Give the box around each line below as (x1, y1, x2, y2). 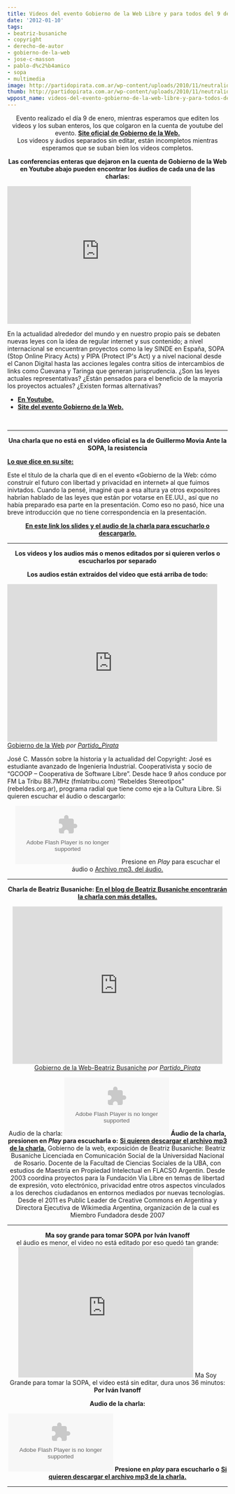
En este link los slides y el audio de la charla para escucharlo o (25, 522, 210, 530)
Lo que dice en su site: (7, 458, 74, 465)
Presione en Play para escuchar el (121, 858, 220, 866)
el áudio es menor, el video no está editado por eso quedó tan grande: (16, 1239, 219, 1246)
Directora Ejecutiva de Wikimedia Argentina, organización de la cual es (15, 1204, 220, 1211)
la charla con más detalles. (78, 893, 157, 901)
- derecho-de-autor (7, 43, 64, 50)
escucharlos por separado (78, 557, 157, 565)
